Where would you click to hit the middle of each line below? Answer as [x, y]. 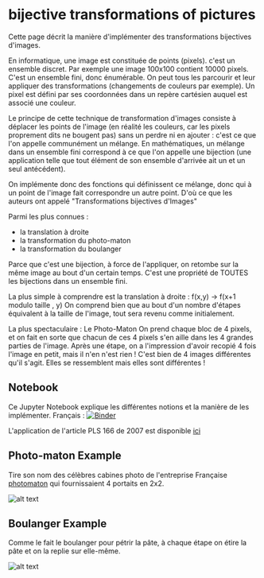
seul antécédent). [37, 169]
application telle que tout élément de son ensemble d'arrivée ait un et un [127, 160]
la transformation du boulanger [70, 249]
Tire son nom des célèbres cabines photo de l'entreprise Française [118, 475]
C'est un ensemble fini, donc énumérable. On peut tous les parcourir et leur [132, 77]
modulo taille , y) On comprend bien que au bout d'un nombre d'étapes [124, 305]
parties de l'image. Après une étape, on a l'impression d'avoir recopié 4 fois [132, 345]
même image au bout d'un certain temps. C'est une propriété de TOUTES [128, 273]
